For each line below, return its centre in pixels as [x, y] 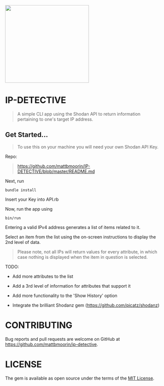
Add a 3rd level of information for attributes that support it [71, 286]
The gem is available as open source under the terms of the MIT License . [80, 378]
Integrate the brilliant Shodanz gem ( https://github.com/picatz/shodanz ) [86, 305]
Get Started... [27, 135]
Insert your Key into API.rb [32, 199]
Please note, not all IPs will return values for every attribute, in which [87, 252]
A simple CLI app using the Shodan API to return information [79, 114]
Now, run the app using [29, 209]
